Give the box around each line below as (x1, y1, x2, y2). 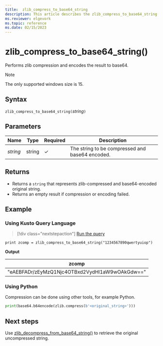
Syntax (5, 96, 27, 104)
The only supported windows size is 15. (5, 81, 84, 87)
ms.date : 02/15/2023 (5, 25, 47, 30)
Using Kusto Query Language (5, 220, 76, 227)
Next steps (5, 317, 39, 326)
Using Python (5, 283, 38, 290)
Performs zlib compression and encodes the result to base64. (5, 62, 129, 68)
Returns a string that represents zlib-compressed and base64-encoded (12, 181, 157, 187)
